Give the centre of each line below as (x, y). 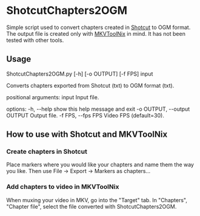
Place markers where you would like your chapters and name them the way (100, 165)
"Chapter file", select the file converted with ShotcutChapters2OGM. (92, 206)
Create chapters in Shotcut (47, 152)
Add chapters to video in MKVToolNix (63, 187)
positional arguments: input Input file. (53, 97)
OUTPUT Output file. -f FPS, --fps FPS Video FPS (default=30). (85, 115)
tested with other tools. (35, 40)
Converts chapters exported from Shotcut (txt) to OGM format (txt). (90, 85)
